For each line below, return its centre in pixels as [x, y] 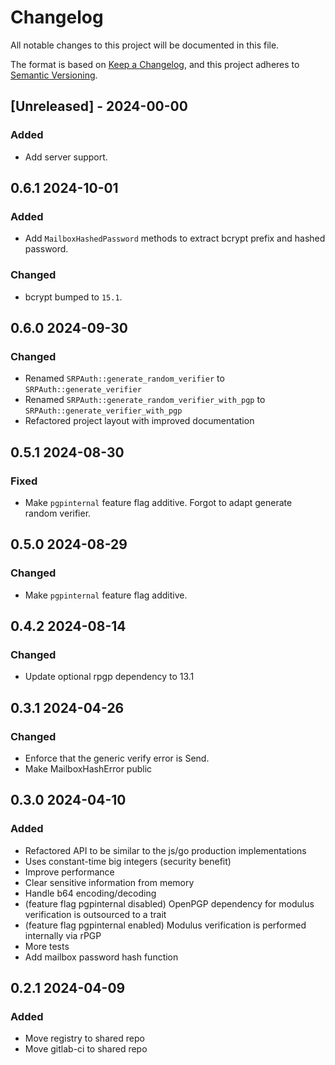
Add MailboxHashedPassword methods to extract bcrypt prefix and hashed [175, 238]
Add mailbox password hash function [101, 957]
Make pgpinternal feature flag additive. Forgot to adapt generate [158, 502]
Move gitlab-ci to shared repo [86, 1049]
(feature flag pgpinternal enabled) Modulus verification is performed [165, 925]
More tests [47, 946]
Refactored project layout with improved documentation [139, 421]
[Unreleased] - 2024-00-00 [99, 106]
